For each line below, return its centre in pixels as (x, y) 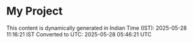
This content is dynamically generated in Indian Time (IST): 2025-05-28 (97, 28)
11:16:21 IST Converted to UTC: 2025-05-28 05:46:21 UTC (79, 34)
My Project (35, 11)
